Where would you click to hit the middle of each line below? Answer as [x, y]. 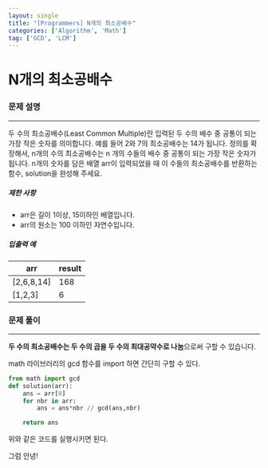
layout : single [33, 16]
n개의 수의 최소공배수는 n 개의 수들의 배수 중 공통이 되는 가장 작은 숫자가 [144, 153]
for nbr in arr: [50, 401]
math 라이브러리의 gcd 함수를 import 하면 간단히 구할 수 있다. [104, 363]
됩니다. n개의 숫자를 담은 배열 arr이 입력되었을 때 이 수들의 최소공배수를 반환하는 [133, 163]
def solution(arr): [41, 386]
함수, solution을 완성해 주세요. [55, 173]
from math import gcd [44, 379]
